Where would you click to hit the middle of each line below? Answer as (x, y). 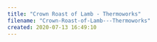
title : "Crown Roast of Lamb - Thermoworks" (74, 14)
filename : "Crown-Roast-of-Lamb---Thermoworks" (79, 21)
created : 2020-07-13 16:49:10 (52, 27)
